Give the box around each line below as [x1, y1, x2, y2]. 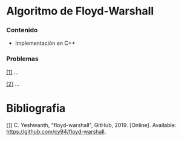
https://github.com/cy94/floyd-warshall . [6, 128, 106, 135]
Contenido [6, 26, 38, 34]
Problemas [6, 54, 39, 63]
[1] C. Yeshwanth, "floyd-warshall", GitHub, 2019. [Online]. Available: [6, 121, 177, 128]
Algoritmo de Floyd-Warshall [6, 4, 154, 18]
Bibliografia [6, 101, 66, 115]
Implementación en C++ [15, 39, 76, 47]
